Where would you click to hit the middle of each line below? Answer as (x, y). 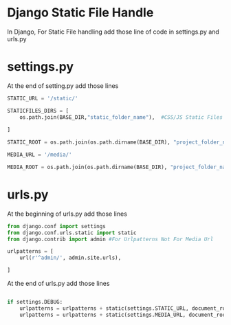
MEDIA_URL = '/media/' (40, 155)
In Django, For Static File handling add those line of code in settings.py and (113, 32)
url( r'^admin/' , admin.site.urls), (70, 258)
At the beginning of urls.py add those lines (67, 214)
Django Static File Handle (80, 13)
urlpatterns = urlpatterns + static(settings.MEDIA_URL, (103, 315)
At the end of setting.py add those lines (63, 86)
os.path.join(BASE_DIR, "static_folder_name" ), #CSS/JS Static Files (121, 117)
